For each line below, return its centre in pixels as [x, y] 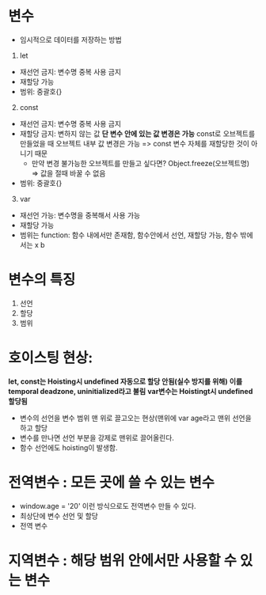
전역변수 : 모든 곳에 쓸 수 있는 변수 [112, 483]
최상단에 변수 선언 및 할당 [59, 516]
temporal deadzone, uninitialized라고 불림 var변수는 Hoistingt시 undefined [131, 391]
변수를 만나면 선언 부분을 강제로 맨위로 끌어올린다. [97, 438]
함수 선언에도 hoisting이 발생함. [68, 447]
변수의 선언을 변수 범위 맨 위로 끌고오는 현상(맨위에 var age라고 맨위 [125, 418]
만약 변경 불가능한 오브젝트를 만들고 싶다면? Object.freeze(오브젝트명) [141, 163]
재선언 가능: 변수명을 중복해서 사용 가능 [80, 215]
